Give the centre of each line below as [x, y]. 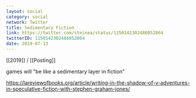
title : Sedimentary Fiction [40, 28]
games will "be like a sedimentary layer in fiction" [66, 71]
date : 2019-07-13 [27, 44]
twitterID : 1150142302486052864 [45, 38]
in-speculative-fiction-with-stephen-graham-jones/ [68, 89]
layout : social [25, 11]
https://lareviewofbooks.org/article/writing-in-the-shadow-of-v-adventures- [98, 82]
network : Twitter [27, 22]
